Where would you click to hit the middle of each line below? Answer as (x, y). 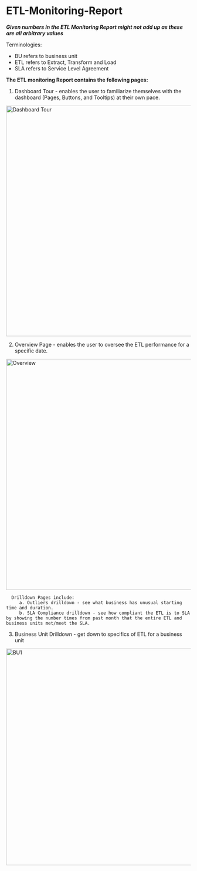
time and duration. (30, 608)
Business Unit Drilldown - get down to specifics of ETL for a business (98, 634)
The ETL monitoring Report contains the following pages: (77, 80)
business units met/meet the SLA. (48, 623)
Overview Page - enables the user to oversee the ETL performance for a (102, 344)
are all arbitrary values (35, 33)
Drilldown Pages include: (43, 597)
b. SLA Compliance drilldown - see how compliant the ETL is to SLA (105, 613)
